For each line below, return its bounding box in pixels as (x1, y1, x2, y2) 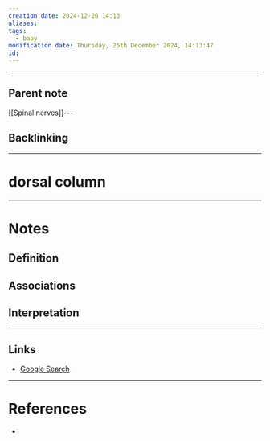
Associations (8, 278, 76, 292)
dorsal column (8, 172, 107, 191)
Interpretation (8, 306, 80, 319)
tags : (8, 27, 27, 35)
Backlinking (8, 131, 69, 145)
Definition (8, 251, 59, 266)
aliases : (8, 19, 38, 27)
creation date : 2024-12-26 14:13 (8, 11, 121, 20)
